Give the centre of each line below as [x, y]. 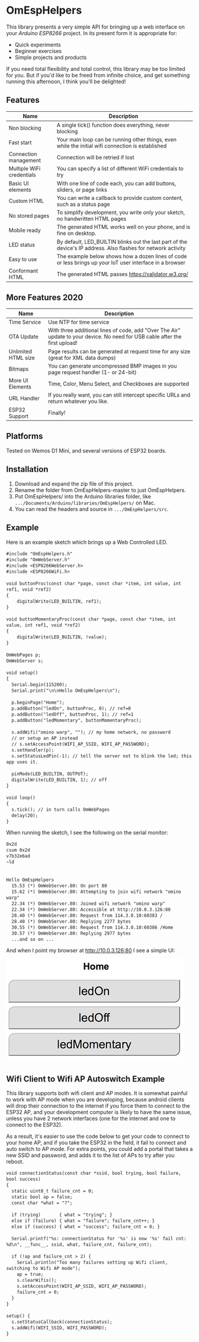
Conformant [23, 271]
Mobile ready [25, 230]
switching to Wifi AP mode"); [44, 1269]
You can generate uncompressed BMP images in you [113, 366]
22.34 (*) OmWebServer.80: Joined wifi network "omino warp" [89, 904]
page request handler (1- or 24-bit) [92, 372]
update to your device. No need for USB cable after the [115, 337]
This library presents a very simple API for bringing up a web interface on [96, 27]
